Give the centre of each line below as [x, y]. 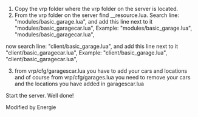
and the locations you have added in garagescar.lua [79, 84]
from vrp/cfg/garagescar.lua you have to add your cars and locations [101, 71]
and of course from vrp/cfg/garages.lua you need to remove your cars [102, 77]
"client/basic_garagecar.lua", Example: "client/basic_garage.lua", [87, 53]
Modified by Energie [31, 107]
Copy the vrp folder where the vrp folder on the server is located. [96, 9]
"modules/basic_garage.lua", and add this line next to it [84, 22]
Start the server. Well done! [40, 95]
